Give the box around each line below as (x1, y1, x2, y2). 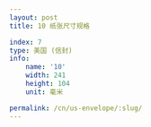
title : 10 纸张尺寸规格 (9, 21, 90, 30)
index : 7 (9, 38, 42, 47)
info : (9, 55, 30, 63)
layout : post (9, 13, 58, 22)
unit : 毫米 (25, 87, 64, 97)
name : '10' (25, 63, 67, 72)
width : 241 (25, 71, 67, 80)
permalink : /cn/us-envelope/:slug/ (9, 104, 143, 113)
